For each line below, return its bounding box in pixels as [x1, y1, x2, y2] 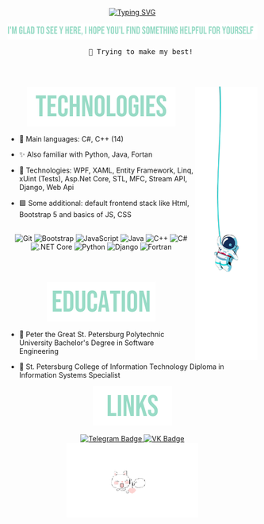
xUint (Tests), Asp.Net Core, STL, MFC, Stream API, [18, 173, 188, 183]
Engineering [18, 346, 59, 355]
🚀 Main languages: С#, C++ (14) [18, 134, 124, 143]
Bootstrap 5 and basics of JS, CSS [18, 209, 132, 219]
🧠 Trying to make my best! [88, 47, 193, 56]
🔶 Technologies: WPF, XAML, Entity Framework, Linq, [18, 165, 193, 175]
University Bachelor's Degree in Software [18, 338, 155, 347]
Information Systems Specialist [18, 370, 121, 379]
